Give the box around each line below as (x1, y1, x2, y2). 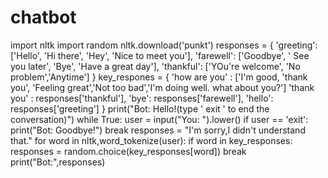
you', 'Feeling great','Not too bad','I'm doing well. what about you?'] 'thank (10, 81, 315, 93)
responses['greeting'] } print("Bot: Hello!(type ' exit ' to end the (10, 102, 270, 115)
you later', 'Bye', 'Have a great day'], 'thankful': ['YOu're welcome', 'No (10, 60, 301, 72)
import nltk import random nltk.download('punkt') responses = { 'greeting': (10, 39, 318, 51)
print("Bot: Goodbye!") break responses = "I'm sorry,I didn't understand (10, 124, 306, 136)
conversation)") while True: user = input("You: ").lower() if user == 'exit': (10, 113, 309, 125)
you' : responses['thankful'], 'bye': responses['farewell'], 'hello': (10, 92, 274, 104)
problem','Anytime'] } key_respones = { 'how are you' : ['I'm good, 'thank (10, 71, 308, 83)
